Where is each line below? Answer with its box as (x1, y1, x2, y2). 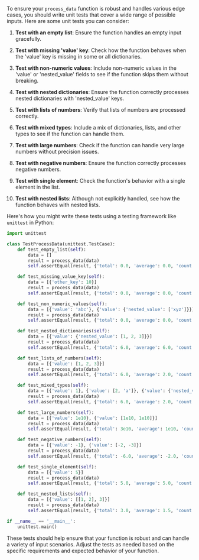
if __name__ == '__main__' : (6, 518, 76, 524)
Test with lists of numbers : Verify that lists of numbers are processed (15, 106, 185, 113)
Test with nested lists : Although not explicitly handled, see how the (15, 195, 180, 202)
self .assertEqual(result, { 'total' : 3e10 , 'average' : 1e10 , (28, 426, 179, 432)
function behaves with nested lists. (15, 201, 100, 208)
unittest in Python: (6, 219, 54, 226)
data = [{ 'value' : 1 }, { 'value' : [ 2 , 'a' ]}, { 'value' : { (28, 388, 171, 394)
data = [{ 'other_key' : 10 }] (28, 279, 97, 286)
